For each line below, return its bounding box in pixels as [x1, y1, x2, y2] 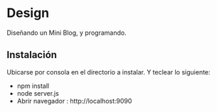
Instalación [6, 49, 58, 61]
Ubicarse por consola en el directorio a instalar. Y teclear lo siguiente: [6, 67, 211, 76]
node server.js [16, 89, 60, 97]
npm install [16, 82, 50, 90]
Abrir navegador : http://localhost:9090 [16, 96, 132, 105]
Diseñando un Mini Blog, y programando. [6, 28, 127, 37]
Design [6, 5, 50, 21]
